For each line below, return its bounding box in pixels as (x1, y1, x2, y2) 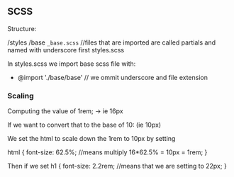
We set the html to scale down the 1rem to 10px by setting (7, 135, 176, 143)
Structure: (7, 24, 37, 33)
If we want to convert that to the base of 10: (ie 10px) (7, 120, 162, 130)
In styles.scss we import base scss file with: (7, 59, 136, 68)
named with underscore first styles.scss (7, 45, 125, 54)
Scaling (7, 91, 34, 101)
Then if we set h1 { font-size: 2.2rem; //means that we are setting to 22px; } (7, 162, 227, 171)
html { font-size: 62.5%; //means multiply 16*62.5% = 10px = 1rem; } (7, 148, 208, 156)
